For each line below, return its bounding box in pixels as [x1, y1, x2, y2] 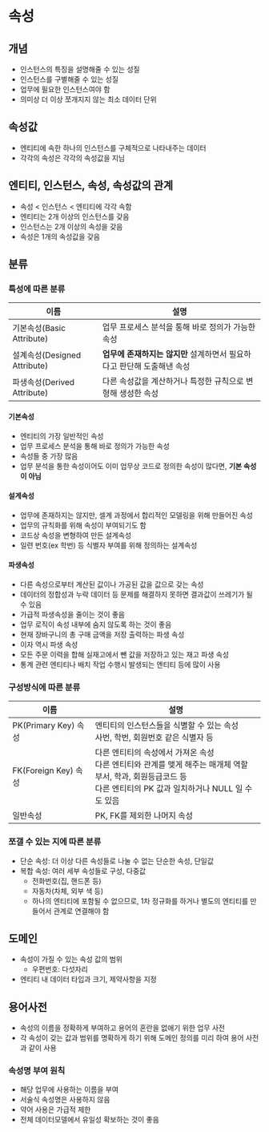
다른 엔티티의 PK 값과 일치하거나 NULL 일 [94, 783, 243, 794]
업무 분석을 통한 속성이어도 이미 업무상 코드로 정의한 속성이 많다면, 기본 [19, 461, 243, 471]
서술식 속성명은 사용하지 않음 [19, 1095, 110, 1105]
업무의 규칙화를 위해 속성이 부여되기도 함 [19, 520, 147, 530]
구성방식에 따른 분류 [8, 681, 81, 693]
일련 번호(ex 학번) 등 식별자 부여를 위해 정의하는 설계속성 [19, 540, 198, 550]
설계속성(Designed [12, 350, 82, 361]
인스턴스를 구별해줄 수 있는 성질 [19, 75, 118, 84]
